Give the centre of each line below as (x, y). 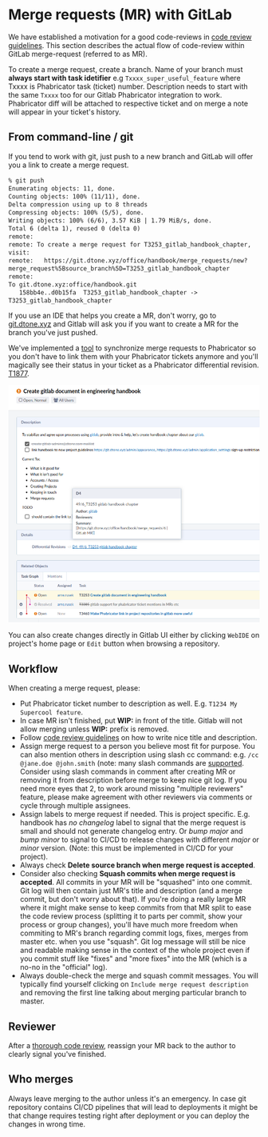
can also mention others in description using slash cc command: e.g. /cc (139, 755)
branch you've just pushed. (53, 332)
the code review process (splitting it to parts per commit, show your (131, 916)
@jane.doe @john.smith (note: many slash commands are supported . (132, 763)
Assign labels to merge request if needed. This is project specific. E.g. (135, 815)
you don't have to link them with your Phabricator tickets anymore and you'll (133, 356)
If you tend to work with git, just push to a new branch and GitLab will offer (131, 156)
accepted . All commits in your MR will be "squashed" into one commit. (136, 883)
